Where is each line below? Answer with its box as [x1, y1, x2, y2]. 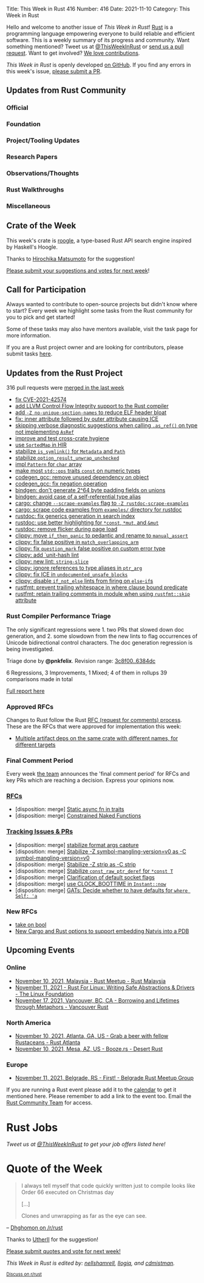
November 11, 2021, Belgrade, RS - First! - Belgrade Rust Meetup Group [15, 1074, 194, 1082]
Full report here [6, 687, 45, 695]
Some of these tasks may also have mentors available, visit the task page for [6, 326, 198, 333]
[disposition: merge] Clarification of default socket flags [15, 873, 155, 881]
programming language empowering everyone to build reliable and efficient [6, 30, 195, 37]
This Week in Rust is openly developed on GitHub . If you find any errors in [6, 61, 191, 68]
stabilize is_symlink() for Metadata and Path [15, 448, 126, 455]
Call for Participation [6, 285, 86, 295]
